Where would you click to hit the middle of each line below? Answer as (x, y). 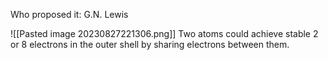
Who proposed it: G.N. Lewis (69, 14)
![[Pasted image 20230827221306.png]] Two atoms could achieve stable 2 (164, 33)
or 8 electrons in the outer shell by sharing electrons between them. (150, 44)
